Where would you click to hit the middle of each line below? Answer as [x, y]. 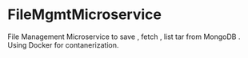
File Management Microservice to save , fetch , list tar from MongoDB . [124, 37]
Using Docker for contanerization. [63, 44]
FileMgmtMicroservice [84, 15]
